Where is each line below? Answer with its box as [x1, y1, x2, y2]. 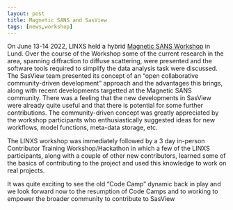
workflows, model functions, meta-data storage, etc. [7, 123, 158, 132]
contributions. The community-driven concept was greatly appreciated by [7, 108, 219, 117]
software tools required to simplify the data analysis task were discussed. [7, 64, 218, 73]
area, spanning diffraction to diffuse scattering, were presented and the [7, 57, 212, 65]
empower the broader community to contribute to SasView [7, 195, 175, 203]
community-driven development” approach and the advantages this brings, [7, 79, 223, 88]
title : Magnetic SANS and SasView [7, 17, 108, 24]
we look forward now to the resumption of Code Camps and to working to [7, 187, 218, 195]
